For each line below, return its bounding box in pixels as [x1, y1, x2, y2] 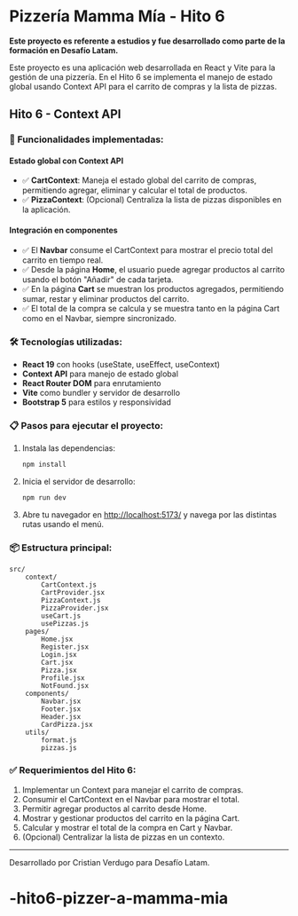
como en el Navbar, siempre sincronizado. [21, 312, 177, 323]
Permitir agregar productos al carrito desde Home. [21, 803, 207, 814]
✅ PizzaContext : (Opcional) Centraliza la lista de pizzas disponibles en [21, 194, 282, 205]
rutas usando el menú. [21, 519, 105, 529]
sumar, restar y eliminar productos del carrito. [21, 293, 190, 304]
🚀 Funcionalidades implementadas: [9, 133, 164, 146]
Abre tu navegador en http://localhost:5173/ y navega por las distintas [21, 509, 278, 520]
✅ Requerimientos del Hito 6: [9, 764, 137, 777]
